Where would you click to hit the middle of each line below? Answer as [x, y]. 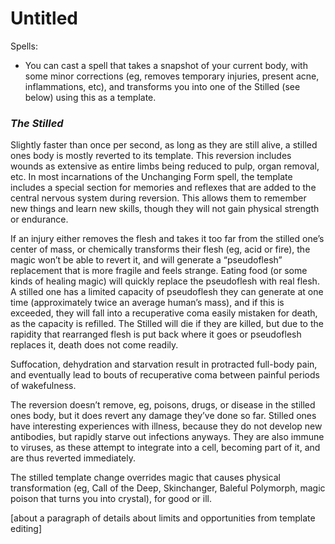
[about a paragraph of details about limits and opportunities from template [163, 518]
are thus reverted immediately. [73, 458]
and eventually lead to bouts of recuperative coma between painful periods [165, 375]
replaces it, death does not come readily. [94, 345]
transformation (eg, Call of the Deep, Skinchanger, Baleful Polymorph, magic [168, 488]
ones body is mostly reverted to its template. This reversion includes [151, 156]
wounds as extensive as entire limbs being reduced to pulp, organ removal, [165, 166]
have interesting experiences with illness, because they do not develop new [166, 426]
